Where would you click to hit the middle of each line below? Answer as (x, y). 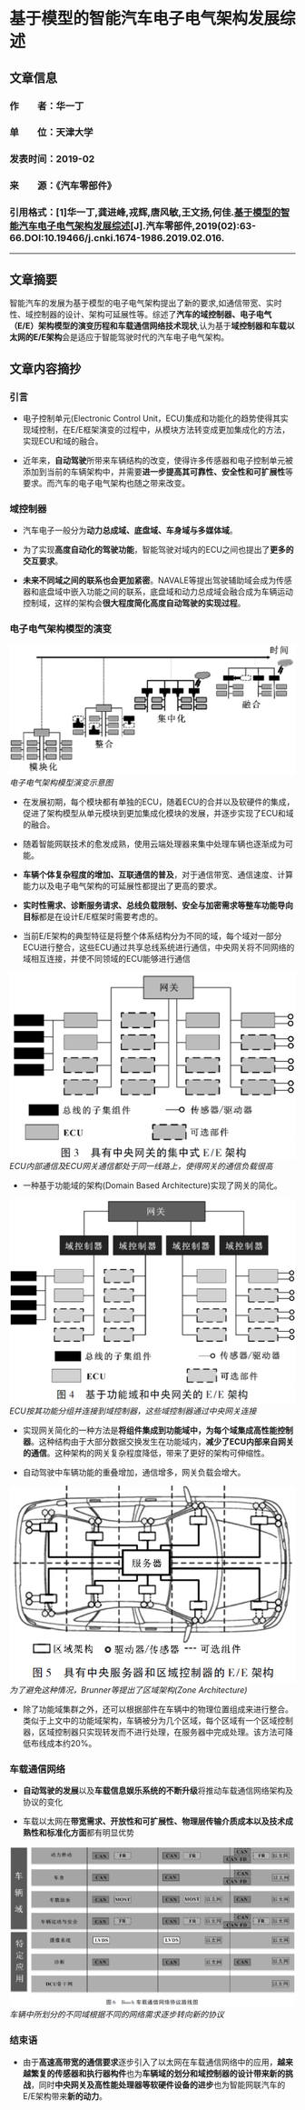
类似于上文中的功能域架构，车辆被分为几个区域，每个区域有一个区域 (150, 1720)
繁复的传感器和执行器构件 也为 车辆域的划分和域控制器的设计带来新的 (158, 2073)
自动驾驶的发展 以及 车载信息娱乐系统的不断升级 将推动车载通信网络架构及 (157, 1790)
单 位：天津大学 (51, 133)
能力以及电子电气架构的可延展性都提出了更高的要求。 (122, 885)
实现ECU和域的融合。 (63, 441)
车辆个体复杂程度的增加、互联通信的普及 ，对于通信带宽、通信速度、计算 (157, 875)
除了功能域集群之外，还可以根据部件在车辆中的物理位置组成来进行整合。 (157, 1709)
